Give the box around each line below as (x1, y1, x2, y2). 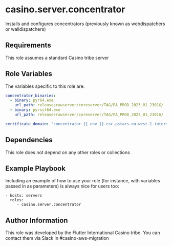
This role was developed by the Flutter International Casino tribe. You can (5, 230, 160, 236)
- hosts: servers (5, 193, 42, 198)
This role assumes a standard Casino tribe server (5, 54, 109, 61)
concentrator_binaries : (5, 93, 56, 98)
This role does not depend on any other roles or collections (5, 149, 131, 155)
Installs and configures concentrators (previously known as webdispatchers (5, 21, 165, 27)
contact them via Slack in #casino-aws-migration (5, 235, 109, 241)
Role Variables (5, 69, 52, 78)
